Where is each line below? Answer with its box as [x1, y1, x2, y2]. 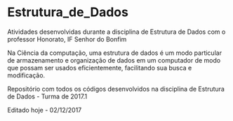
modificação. [7, 71, 46, 79]
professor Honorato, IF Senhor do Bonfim [7, 34, 127, 43]
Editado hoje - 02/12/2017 [7, 106, 82, 114]
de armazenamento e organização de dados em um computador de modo [7, 56, 221, 64]
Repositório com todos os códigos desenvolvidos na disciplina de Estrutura [7, 84, 225, 93]
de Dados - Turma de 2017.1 [7, 92, 88, 101]
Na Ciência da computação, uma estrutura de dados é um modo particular [7, 49, 222, 57]
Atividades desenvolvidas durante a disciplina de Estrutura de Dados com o [7, 27, 226, 36]
